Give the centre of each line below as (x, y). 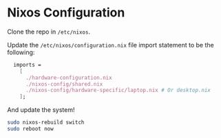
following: (21, 52)
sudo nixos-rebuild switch (46, 123)
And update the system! (41, 110)
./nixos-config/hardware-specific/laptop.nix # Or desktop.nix (118, 91)
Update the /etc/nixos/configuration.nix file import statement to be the (111, 45)
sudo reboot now (30, 129)
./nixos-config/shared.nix (64, 84)
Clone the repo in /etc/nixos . (49, 32)
